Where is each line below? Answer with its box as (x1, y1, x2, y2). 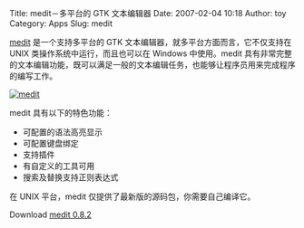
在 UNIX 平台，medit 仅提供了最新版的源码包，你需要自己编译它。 (9, 191, 256, 202)
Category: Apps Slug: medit (9, 18, 113, 29)
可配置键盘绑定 (22, 138, 79, 148)
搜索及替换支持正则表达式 (22, 172, 119, 183)
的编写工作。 (9, 71, 57, 81)
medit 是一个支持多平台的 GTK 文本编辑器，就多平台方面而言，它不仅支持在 (9, 37, 292, 47)
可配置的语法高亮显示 (22, 127, 103, 138)
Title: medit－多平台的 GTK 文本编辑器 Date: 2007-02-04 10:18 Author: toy (9, 8, 287, 18)
